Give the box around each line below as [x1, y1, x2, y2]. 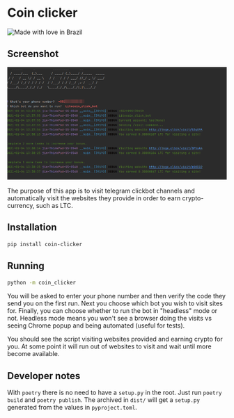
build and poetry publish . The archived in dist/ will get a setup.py [7, 396, 201, 404]
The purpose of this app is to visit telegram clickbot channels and [7, 186, 195, 195]
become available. [7, 350, 60, 358]
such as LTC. [36, 201, 73, 209]
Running [7, 259, 45, 272]
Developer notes [7, 370, 81, 382]
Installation [7, 221, 57, 234]
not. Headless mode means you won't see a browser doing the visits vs [7, 314, 212, 323]
